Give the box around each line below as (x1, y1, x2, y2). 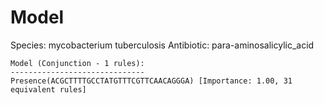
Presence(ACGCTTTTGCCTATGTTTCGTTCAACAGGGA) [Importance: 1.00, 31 (10, 76, 293, 86)
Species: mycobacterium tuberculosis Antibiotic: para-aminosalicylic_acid (10, 39, 315, 51)
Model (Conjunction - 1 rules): (10, 58, 145, 68)
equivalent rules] (10, 84, 87, 95)
